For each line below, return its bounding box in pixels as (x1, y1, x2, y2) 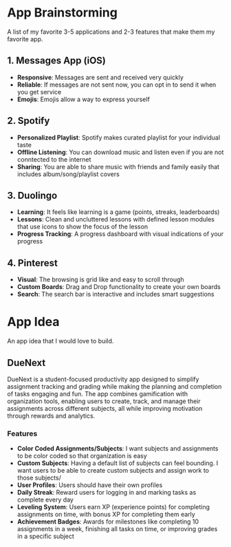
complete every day (16, 495, 74, 504)
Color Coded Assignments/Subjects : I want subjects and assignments (16, 444, 219, 453)
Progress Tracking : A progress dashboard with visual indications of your (16, 230, 224, 238)
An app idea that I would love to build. (7, 337, 114, 345)
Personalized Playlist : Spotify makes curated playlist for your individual (16, 133, 221, 142)
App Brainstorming (7, 5, 118, 21)
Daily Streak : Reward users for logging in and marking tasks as (16, 489, 197, 497)
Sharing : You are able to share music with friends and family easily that (16, 162, 220, 171)
